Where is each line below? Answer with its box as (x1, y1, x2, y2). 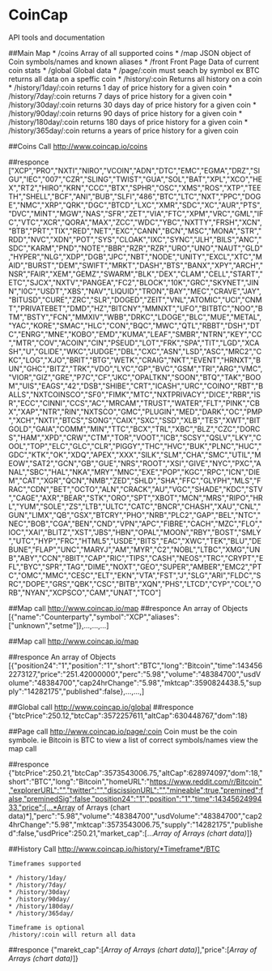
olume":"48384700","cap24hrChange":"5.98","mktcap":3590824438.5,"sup (8, 678, 261, 687)
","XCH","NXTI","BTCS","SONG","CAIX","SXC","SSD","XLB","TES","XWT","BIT (8, 415, 261, 425)
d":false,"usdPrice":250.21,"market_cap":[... (8, 828, 154, 838)
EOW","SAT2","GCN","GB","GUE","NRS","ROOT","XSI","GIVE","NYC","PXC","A (8, 458, 261, 468)
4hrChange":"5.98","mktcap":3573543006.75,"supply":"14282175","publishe (8, 819, 263, 829)
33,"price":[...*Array (8, 802, 75, 812)
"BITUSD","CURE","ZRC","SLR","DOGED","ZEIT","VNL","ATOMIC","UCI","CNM (8, 294, 262, 305)
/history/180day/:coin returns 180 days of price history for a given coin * (8, 117, 249, 126)
